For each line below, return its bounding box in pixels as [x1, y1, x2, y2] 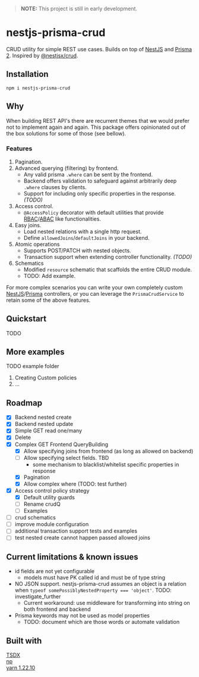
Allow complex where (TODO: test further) [23, 480, 127, 487]
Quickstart [6, 314, 47, 324]
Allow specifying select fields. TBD [23, 454, 109, 461]
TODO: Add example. [23, 272, 76, 279]
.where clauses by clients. [23, 183, 87, 190]
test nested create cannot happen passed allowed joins [14, 534, 150, 542]
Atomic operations [14, 240, 60, 248]
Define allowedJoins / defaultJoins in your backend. [23, 234, 150, 241]
